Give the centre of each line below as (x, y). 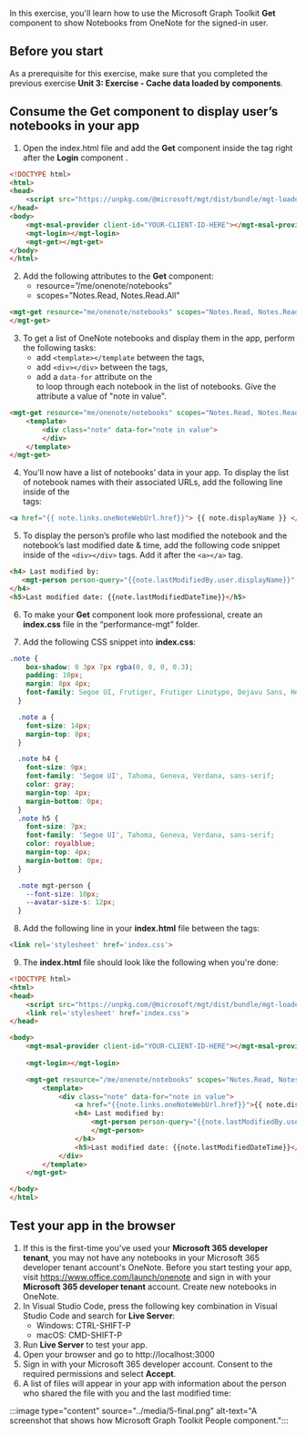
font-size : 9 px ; (57, 768)
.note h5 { (38, 819)
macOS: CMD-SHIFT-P (79, 1335)
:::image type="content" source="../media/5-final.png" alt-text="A (133, 1410)
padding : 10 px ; (55, 676)
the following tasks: (59, 348)
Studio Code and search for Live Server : (99, 1316)
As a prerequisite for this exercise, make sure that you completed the (139, 73)
